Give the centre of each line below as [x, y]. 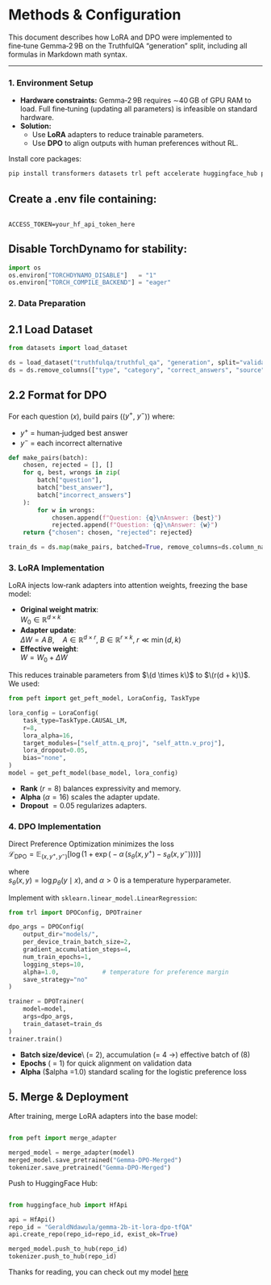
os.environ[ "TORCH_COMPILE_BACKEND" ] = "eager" [90, 283]
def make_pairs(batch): [48, 457]
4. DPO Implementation [55, 826]
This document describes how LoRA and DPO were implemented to [120, 37]
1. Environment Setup [51, 82]
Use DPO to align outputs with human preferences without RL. [135, 144]
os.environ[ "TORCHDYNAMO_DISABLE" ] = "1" [83, 275]
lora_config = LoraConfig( [54, 713]
